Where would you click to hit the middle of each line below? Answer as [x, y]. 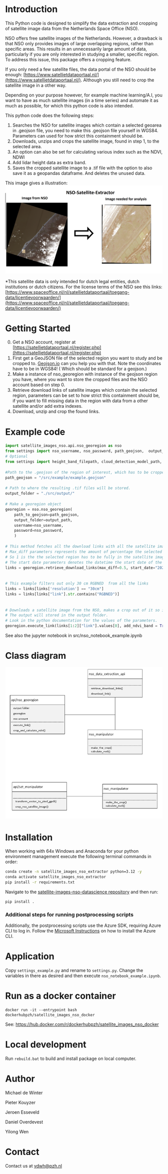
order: [11, 862]
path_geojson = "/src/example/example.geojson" [56, 478]
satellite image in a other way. [36, 85]
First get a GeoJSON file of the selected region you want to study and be [87, 358]
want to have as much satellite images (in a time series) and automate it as [82, 100]
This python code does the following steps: [50, 115]
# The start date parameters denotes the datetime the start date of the [84, 562]
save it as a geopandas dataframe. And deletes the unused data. [79, 173]
